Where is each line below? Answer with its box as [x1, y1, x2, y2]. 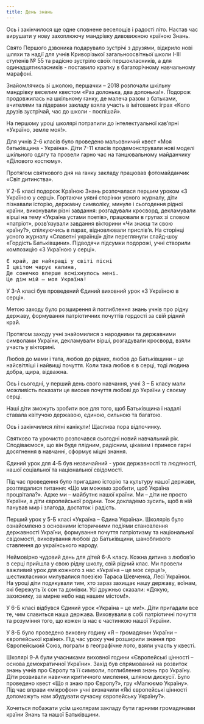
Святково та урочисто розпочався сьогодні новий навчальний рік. [6, 434, 180, 442]
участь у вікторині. [6, 343, 56, 351]
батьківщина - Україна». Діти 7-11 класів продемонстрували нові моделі [6, 144, 195, 151]
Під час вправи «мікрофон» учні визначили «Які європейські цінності [6, 686, 188, 693]
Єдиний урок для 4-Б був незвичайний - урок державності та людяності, [6, 459, 197, 467]
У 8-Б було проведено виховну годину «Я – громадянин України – [6, 629, 178, 636]
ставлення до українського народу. [6, 541, 99, 549]
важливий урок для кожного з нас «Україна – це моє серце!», [6, 566, 167, 573]
